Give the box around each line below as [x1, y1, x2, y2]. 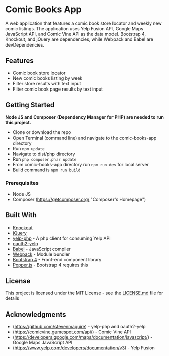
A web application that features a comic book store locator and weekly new [5, 20, 162, 26]
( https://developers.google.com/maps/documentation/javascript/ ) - [12, 334, 153, 340]
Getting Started [5, 101, 55, 109]
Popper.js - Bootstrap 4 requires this [12, 262, 88, 268]
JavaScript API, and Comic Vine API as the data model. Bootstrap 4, [5, 31, 146, 37]
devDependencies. [5, 41, 44, 48]
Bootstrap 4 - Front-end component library [12, 256, 102, 262]
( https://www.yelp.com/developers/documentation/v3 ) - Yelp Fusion [12, 345, 155, 351]
